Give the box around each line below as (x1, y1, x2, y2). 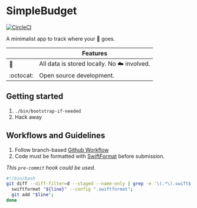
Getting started (6, 92, 64, 102)
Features (81, 49, 108, 57)
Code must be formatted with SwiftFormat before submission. (14, 152, 165, 160)
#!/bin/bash (6, 175, 35, 181)
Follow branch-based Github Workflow (14, 146, 109, 153)
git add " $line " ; (11, 192, 54, 198)
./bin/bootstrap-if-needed (14, 108, 81, 114)
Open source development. (39, 71, 115, 79)
